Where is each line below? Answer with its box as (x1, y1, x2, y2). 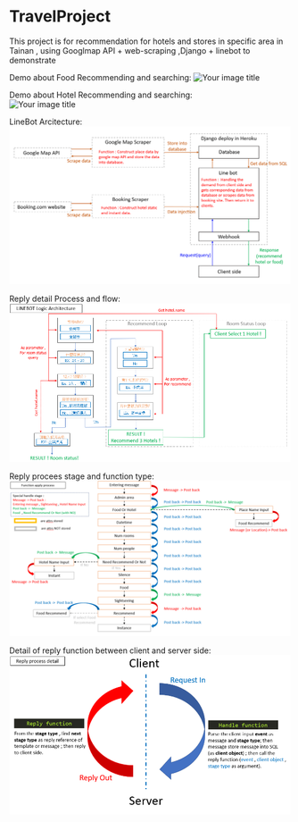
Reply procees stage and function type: (9, 471, 154, 482)
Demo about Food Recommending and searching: (9, 71, 192, 82)
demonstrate (9, 55, 56, 65)
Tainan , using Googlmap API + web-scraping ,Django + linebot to (9, 45, 251, 55)
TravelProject (9, 6, 112, 27)
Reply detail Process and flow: (9, 293, 120, 304)
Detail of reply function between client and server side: (9, 645, 211, 656)
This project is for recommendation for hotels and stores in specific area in (9, 36, 284, 46)
